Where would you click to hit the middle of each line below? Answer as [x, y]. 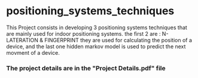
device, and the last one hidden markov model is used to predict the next [96, 46]
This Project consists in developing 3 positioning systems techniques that [97, 27]
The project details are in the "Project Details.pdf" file [86, 68]
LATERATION [22, 40]
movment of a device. [33, 52]
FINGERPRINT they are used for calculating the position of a [118, 40]
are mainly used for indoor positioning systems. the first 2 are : [83, 33]
